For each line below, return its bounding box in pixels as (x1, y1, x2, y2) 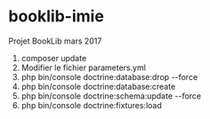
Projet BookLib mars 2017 (8, 36, 102, 46)
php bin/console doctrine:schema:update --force (20, 91, 202, 101)
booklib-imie (8, 6, 104, 27)
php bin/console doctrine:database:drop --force (20, 71, 198, 82)
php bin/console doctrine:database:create (20, 81, 176, 91)
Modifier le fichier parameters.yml (20, 62, 146, 73)
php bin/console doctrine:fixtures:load (20, 99, 162, 110)
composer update (20, 52, 87, 63)
